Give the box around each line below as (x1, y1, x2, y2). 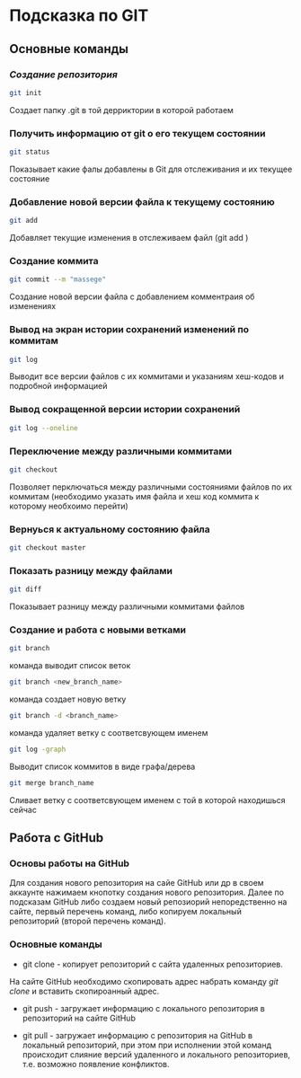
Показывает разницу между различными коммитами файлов (9, 601, 245, 612)
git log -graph (9, 745, 66, 755)
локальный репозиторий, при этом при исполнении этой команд (22, 1039, 272, 1050)
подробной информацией (9, 381, 108, 392)
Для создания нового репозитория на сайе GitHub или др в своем (9, 878, 264, 888)
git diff (9, 585, 42, 594)
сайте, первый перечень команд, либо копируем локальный (9, 906, 243, 917)
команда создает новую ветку (9, 694, 127, 705)
